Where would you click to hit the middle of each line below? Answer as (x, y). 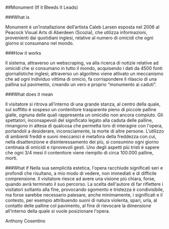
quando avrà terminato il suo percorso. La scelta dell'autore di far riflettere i (84, 184)
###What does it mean (29, 94)
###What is (17, 17)
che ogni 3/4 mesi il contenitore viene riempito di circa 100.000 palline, (79, 153)
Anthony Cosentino (25, 221)
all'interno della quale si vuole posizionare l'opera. (58, 211)
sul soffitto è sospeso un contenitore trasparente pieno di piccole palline (81, 109)
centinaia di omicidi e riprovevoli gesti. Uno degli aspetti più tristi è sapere (82, 147)
